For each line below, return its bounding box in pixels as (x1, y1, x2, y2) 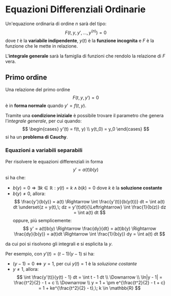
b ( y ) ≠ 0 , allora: (12, 191, 46, 197)
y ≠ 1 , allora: (12, 266, 39, 272)
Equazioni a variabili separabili (5, 147, 83, 154)
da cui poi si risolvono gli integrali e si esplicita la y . (5, 241, 113, 247)
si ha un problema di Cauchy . (5, 134, 68, 140)
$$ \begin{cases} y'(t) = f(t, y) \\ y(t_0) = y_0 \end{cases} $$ (22, 126, 150, 132)
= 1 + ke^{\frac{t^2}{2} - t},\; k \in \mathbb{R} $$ (38, 285, 141, 291)
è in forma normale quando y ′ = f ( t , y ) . (5, 102, 87, 109)
